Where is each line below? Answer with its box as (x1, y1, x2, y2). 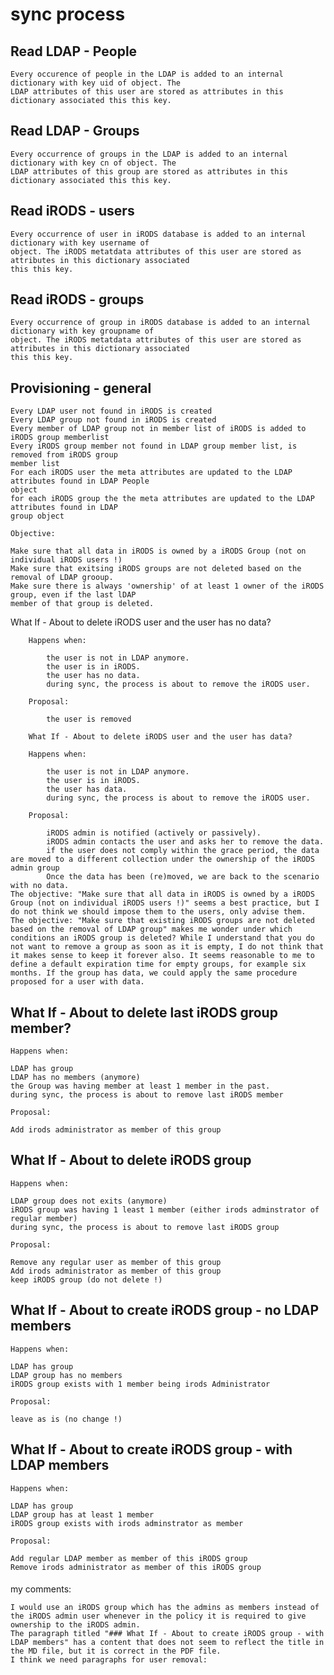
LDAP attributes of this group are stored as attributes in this (10, 166, 288, 177)
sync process (10, 3, 126, 26)
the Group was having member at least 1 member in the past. (10, 1081, 271, 1092)
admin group (10, 863, 60, 873)
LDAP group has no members (10, 1370, 123, 1380)
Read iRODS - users (10, 203, 135, 220)
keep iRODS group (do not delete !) (10, 1274, 163, 1285)
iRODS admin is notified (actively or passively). (46, 828, 262, 838)
